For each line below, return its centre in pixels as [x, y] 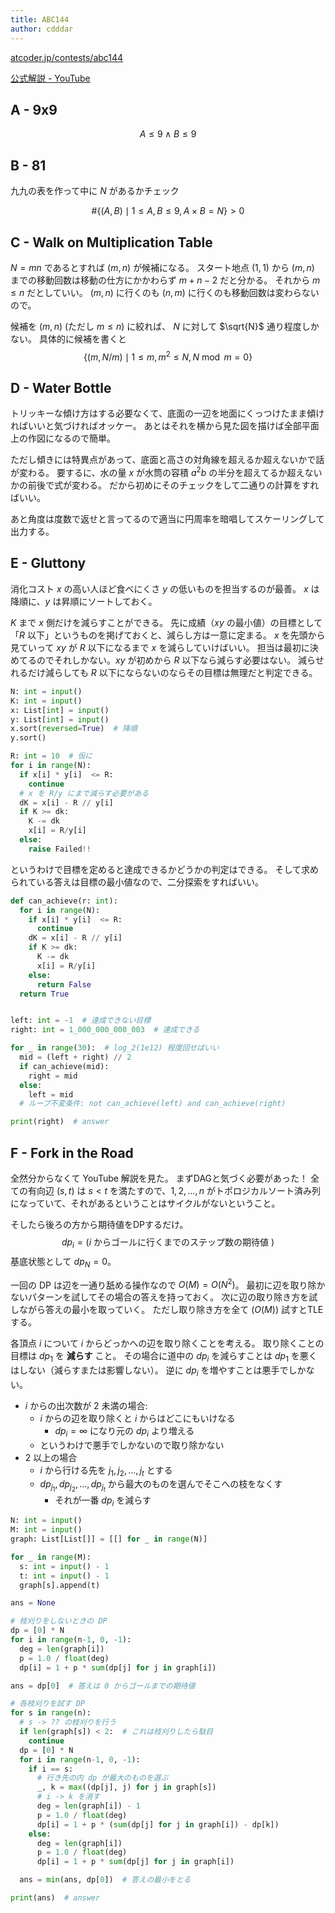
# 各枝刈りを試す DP [48, 1704]
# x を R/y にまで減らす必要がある [84, 793]
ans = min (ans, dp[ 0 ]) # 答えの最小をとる [105, 1880]
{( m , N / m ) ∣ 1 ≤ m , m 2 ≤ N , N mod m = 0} [168, 356]
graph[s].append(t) [60, 1585]
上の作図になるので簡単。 [63, 438]
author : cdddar [42, 29]
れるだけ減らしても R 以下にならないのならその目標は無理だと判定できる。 [164, 672]
